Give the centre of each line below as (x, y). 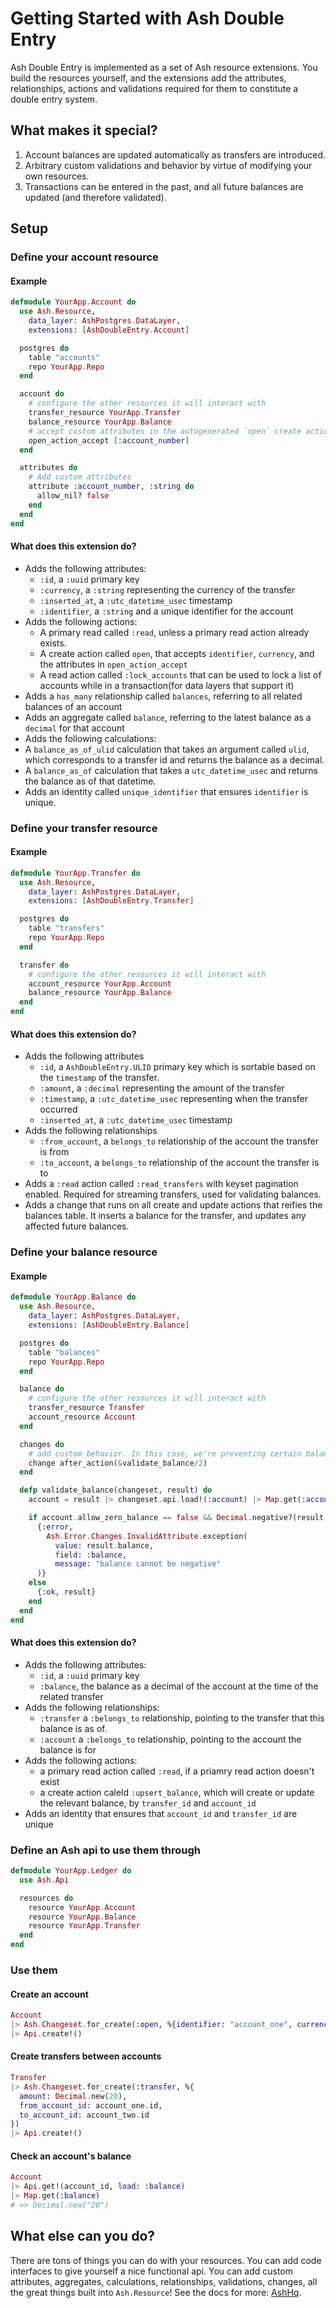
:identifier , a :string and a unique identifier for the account (166, 611)
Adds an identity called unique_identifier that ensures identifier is (166, 791)
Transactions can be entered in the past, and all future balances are (164, 186)
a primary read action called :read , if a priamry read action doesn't (177, 1771)
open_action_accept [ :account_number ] (109, 440)
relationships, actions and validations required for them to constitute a (154, 88)
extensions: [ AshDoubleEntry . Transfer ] (111, 901)
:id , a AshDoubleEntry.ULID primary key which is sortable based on (177, 1067)
